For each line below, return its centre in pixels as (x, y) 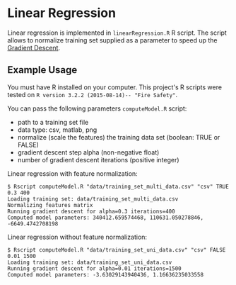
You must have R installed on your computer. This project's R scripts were (115, 87)
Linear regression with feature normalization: (72, 173)
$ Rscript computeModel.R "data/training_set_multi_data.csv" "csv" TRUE (118, 186)
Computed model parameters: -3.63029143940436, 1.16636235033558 (105, 274)
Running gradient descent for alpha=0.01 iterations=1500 (94, 268)
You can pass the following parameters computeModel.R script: (97, 108)
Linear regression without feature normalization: (77, 237)
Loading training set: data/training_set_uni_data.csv (90, 262)
